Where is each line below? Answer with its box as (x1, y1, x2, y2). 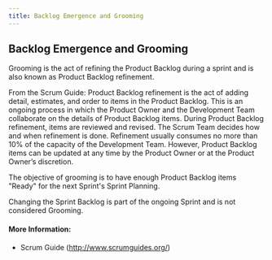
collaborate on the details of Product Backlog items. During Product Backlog (8, 114, 265, 123)
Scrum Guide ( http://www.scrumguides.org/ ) (20, 242, 171, 252)
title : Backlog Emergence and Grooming (8, 11, 144, 20)
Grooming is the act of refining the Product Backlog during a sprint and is (8, 63, 254, 73)
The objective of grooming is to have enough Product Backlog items (8, 172, 237, 183)
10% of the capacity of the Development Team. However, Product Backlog (8, 140, 258, 149)
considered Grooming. (8, 206, 84, 215)
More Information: (8, 224, 72, 234)
